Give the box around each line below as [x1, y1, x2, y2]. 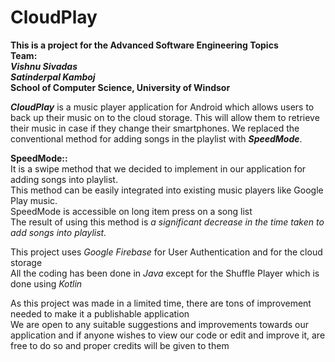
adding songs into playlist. [10, 173, 118, 185]
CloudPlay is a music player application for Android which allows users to [10, 101, 315, 113]
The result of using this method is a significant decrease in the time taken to [10, 216, 325, 228]
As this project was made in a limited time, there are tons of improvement [10, 297, 312, 309]
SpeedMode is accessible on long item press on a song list [10, 205, 253, 217]
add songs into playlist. [10, 226, 107, 238]
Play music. [10, 194, 58, 206]
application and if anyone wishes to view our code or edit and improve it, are [10, 329, 326, 341]
